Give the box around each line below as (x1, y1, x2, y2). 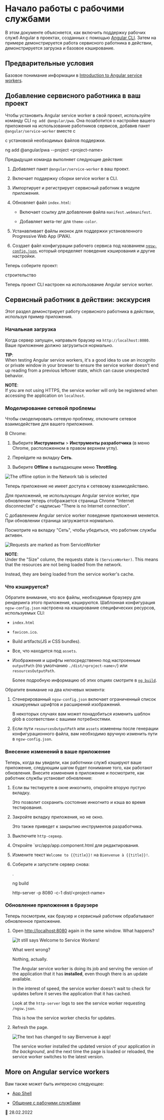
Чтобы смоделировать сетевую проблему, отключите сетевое (5, 415, 137, 421)
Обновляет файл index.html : (12, 199, 71, 206)
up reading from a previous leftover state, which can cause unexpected (5, 367, 149, 373)
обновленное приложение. (5, 918, 62, 924)
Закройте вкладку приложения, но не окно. (12, 814, 104, 820)
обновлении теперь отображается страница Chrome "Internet (5, 498, 134, 503)
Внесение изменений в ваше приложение (5, 748, 111, 755)
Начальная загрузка (5, 326, 56, 333)
